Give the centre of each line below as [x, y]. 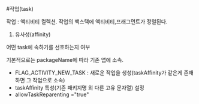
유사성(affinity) [33, 34]
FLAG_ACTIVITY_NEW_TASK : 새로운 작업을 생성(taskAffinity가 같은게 [99, 73]
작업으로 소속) [49, 80]
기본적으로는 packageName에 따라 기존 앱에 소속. [65, 60]
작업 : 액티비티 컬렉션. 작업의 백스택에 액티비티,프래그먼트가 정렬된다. [87, 22]
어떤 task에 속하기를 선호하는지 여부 [48, 47]
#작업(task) [20, 9]
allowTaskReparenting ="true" [52, 94]
